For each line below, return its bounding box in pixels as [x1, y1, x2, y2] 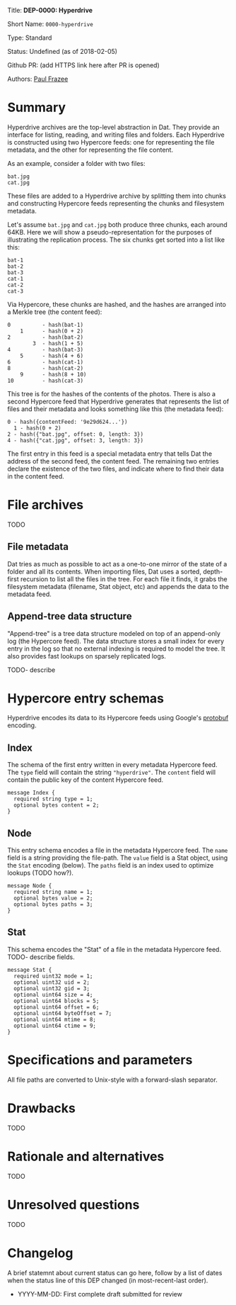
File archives [7, 497, 84, 513]
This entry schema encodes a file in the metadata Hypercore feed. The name [7, 846, 228, 855]
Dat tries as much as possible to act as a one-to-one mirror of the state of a [7, 559, 228, 568]
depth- [202, 567, 223, 576]
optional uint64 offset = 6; [13, 1003, 100, 1011]
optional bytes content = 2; [13, 802, 100, 809]
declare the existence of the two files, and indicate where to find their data [7, 464, 225, 473]
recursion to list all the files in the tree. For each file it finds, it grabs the [20, 574, 228, 583]
